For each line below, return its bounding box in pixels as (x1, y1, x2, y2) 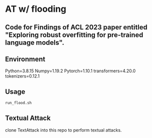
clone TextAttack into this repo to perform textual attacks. (5, 127, 122, 133)
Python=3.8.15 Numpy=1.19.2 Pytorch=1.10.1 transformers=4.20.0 (5, 68, 136, 74)
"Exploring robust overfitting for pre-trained (5, 30, 144, 39)
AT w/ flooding (5, 3, 66, 15)
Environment (5, 55, 46, 63)
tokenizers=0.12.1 (5, 73, 40, 79)
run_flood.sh (5, 101, 32, 106)
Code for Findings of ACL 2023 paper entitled (5, 23, 148, 31)
